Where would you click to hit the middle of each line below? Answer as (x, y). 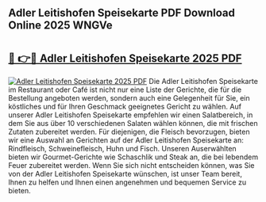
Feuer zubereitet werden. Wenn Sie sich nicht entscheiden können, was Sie (131, 165)
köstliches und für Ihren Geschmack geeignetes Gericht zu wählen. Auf (125, 107)
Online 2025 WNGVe (60, 26)
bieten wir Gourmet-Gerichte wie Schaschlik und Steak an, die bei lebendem (133, 157)
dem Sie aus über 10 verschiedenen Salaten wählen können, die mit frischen (133, 123)
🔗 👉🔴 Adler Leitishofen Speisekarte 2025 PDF (125, 58)
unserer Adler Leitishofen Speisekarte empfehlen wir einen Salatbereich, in (131, 115)
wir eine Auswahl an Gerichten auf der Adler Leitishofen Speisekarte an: (126, 140)
